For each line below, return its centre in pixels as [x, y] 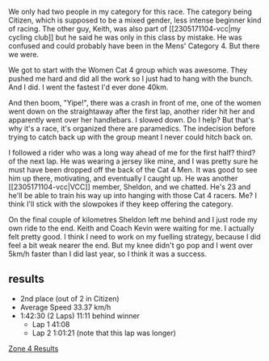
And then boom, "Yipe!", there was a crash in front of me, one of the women [135, 103]
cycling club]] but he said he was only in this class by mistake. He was [125, 37]
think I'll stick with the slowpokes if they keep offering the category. [121, 204]
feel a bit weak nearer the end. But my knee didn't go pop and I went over [131, 245]
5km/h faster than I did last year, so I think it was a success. [108, 254]
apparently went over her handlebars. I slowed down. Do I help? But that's [131, 120]
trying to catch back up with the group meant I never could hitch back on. [130, 137]
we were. [23, 54]
